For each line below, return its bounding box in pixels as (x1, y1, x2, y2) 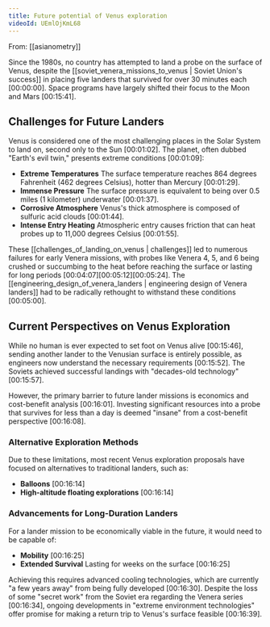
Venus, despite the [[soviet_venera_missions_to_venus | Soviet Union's (8, 65, 243, 75)
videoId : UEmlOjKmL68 (8, 19, 81, 27)
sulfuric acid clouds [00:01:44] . (19, 211, 125, 222)
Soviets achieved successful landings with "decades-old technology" (8, 366, 239, 376)
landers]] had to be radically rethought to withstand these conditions (8, 287, 236, 297)
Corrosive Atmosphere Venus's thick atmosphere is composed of (19, 203, 240, 213)
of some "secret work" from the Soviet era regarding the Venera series (8, 591, 243, 601)
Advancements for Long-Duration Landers (8, 508, 179, 519)
